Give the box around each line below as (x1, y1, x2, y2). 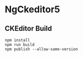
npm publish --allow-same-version (5, 47, 78, 52)
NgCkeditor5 (5, 4, 61, 15)
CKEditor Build (5, 24, 52, 33)
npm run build (5, 42, 35, 47)
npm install (5, 37, 30, 43)
